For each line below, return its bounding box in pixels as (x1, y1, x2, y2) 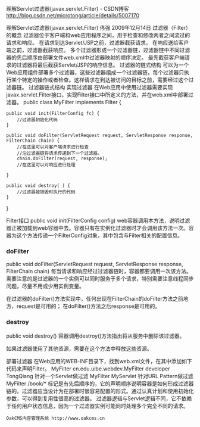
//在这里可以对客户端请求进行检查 (17, 144, 89, 150)
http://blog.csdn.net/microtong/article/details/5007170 (6, 12, 140, 19)
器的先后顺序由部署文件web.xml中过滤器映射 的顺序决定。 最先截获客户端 (6, 54, 185, 61)
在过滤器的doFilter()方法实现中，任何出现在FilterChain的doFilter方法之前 (6, 295, 183, 303)
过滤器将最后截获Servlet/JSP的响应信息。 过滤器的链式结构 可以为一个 (16, 61, 189, 68)
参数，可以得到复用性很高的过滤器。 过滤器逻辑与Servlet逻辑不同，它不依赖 (6, 395, 192, 402)
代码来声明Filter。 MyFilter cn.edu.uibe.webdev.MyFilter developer (6, 365, 170, 372)
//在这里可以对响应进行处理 (17, 162, 76, 168)
